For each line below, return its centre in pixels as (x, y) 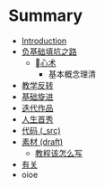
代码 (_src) (41, 130)
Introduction (44, 41)
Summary (45, 16)
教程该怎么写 (58, 153)
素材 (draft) (42, 142)
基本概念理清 (72, 74)
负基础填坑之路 (49, 51)
